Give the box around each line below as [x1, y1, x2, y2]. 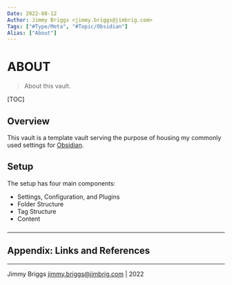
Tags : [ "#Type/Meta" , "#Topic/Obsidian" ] [7, 23, 128, 30]
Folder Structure [17, 199, 64, 208]
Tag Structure [17, 207, 57, 215]
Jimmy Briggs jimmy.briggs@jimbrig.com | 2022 [7, 270, 144, 278]
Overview [7, 115, 50, 127]
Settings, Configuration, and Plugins [17, 193, 120, 201]
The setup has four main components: [7, 179, 116, 187]
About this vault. [23, 82, 71, 90]
